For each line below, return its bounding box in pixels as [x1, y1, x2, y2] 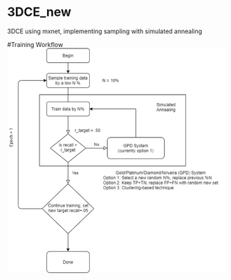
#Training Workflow [7, 40, 64, 48]
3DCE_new [7, 4, 71, 20]
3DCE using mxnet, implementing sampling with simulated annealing [7, 27, 203, 35]
